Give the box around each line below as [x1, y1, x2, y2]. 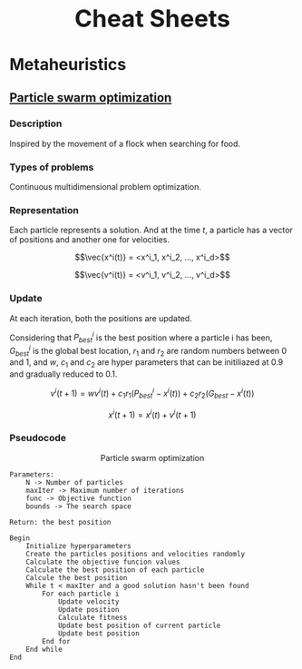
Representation [9, 203, 79, 216]
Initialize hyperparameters [25, 541, 132, 550]
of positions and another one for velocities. [9, 234, 170, 245]
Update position [57, 605, 120, 614]
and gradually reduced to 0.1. [9, 369, 118, 379]
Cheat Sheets [73, 3, 231, 33]
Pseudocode [9, 432, 66, 445]
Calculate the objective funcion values [25, 557, 180, 566]
